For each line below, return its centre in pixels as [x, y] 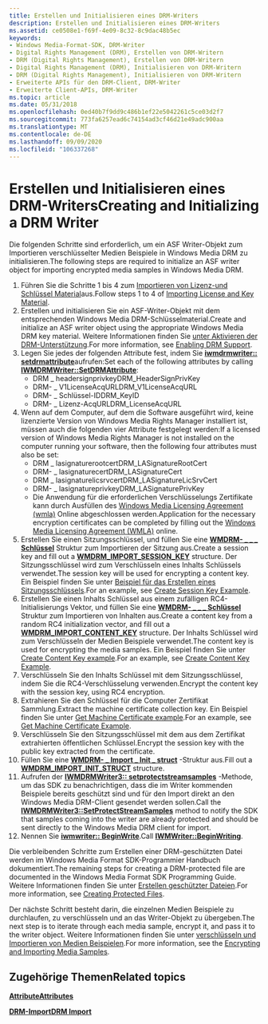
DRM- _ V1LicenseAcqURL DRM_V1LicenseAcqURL [115, 387]
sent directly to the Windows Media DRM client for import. [116, 828]
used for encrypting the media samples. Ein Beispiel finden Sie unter [133, 650]
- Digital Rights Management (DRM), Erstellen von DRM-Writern [116, 53]
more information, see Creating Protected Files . [87, 894]
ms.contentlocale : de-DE [50, 134]
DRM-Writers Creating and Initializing [134, 205]
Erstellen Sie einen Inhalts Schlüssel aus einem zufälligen [114, 599]
